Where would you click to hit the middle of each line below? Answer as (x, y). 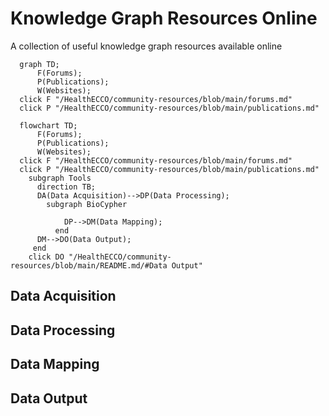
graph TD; (39, 64)
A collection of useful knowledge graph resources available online (146, 46)
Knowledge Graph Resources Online (164, 18)
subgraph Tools (60, 178)
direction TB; (66, 187)
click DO (46, 257)
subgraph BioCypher (87, 204)
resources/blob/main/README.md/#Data (89, 265)
